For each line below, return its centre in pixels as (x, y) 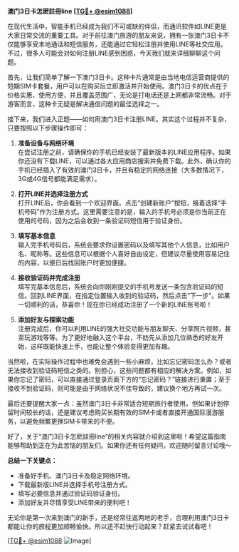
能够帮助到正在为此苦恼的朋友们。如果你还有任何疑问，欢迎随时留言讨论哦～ (119, 445)
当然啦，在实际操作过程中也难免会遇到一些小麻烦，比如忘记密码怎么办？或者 (119, 362)
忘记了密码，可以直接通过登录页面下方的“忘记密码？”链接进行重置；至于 (125, 379)
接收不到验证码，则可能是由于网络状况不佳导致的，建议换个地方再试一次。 (116, 388)
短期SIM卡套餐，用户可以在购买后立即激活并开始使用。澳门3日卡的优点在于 (118, 86)
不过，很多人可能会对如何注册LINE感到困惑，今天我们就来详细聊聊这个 (111, 53)
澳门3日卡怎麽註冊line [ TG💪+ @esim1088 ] (70, 11)
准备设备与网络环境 (46, 143)
